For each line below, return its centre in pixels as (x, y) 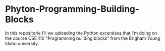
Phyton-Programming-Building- (72, 9)
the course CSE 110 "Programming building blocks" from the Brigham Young (83, 38)
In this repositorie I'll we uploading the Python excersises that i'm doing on (81, 33)
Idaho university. (22, 43)
